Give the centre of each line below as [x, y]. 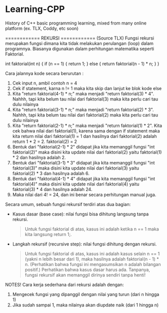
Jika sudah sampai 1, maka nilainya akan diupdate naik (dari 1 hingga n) [85, 305]
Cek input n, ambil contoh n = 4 [45, 83]
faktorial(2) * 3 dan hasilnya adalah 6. [51, 173]
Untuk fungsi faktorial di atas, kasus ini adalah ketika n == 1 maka [92, 229]
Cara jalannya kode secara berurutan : [44, 73]
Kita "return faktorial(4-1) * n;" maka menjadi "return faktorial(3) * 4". [83, 93]
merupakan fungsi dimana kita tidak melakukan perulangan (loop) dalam [79, 43]
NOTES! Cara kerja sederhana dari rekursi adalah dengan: [65, 284]
